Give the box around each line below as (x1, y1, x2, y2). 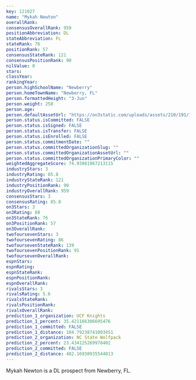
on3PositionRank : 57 (6, 220, 57, 226)
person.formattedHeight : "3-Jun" (6, 95, 87, 101)
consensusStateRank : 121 (6, 52, 66, 58)
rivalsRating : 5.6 (6, 291, 51, 297)
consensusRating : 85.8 (6, 199, 61, 205)
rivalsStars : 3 (6, 286, 43, 292)
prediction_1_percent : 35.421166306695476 (6, 318, 111, 324)
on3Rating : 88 (6, 210, 41, 216)
